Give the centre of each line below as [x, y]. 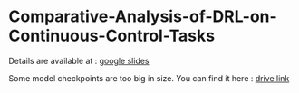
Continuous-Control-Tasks [111, 36]
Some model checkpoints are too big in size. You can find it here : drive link [149, 78]
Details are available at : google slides [79, 60]
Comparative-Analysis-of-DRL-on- [143, 17]
